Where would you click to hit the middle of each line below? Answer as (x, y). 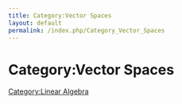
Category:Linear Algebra (48, 91)
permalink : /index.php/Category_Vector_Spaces (87, 30)
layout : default (35, 23)
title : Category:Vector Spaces (60, 15)
